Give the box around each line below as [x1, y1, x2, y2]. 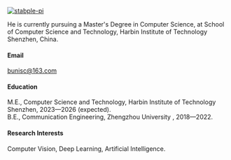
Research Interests [7, 129, 64, 137]
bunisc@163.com [7, 66, 57, 75]
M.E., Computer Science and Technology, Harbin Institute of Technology [7, 98, 216, 106]
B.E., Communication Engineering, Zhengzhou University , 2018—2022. [7, 112, 213, 122]
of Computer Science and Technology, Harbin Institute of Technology [7, 28, 208, 36]
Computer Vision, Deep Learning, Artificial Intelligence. [7, 144, 166, 153]
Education [7, 82, 38, 91]
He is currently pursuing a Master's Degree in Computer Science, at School [7, 20, 225, 28]
